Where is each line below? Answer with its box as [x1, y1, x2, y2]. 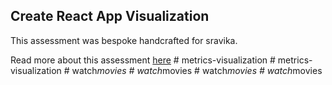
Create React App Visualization [10, 8, 210, 25]
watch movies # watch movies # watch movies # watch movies [71, 64, 323, 76]
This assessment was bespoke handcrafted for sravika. [10, 34, 238, 46]
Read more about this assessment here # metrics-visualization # [10, 54, 276, 66]
